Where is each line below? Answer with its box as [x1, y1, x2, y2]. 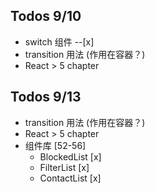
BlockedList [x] [39, 150, 102, 163]
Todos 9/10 [10, 8, 82, 25]
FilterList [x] [39, 161, 90, 173]
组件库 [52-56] [24, 139, 87, 151]
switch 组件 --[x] [24, 35, 95, 48]
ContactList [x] [39, 172, 102, 184]
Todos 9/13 [10, 89, 82, 106]
